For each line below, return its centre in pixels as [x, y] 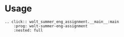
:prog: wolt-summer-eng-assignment [51, 26]
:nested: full [28, 30]
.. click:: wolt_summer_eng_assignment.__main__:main [62, 22]
